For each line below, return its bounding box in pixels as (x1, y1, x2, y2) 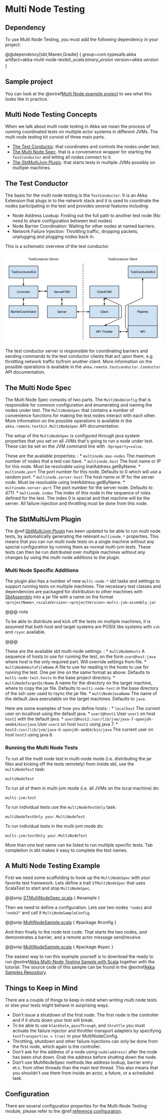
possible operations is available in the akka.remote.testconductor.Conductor (5, 364, 161, 370)
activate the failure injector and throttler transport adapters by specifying (12, 1028, 162, 1034)
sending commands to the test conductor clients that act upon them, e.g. (5, 353, 154, 359)
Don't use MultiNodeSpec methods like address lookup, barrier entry (12, 1059, 153, 1065)
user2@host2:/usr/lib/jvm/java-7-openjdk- (64, 717, 154, 722)
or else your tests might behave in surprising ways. (5, 1002, 110, 1008)
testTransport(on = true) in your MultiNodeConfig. (12, 1033, 118, 1039)
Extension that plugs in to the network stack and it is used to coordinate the (5, 198, 160, 204)
